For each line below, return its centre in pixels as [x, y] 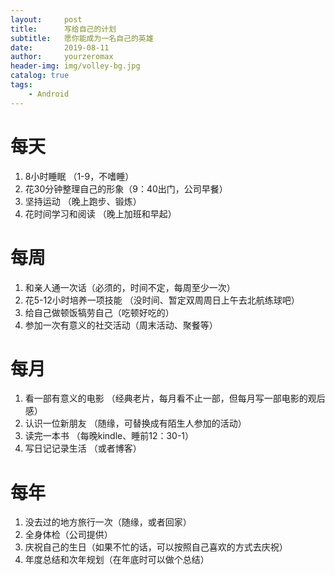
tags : [21, 85]
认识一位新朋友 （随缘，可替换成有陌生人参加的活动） [135, 423]
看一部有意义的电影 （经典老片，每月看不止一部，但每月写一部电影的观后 [175, 398]
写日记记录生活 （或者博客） [83, 448]
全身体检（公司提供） [68, 535]
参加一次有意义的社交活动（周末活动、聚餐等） [121, 325]
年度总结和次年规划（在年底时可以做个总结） [117, 560]
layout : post [46, 19]
